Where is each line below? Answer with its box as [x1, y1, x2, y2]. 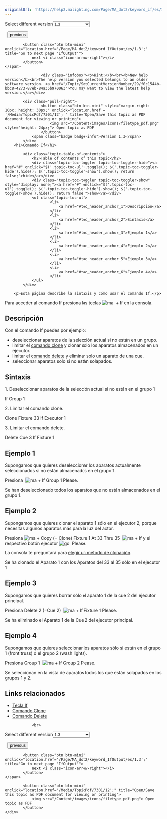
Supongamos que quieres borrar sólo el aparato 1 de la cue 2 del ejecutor [5, 592, 156, 598]
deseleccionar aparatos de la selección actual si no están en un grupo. [12, 337, 158, 343]
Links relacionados [5, 689, 66, 698]
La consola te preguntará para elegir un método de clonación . [5, 549, 132, 555]
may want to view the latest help [79, 86, 150, 91]
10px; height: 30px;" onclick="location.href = [5, 108, 106, 113]
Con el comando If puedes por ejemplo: [5, 327, 86, 333]
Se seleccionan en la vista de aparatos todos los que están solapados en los [5, 669, 162, 675]
